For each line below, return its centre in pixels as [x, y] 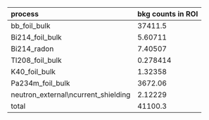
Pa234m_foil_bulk [40, 83]
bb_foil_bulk [31, 26]
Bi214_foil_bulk [36, 37]
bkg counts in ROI [167, 14]
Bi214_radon [32, 49]
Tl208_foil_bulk [36, 60]
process [25, 14]
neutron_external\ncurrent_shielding [71, 95]
